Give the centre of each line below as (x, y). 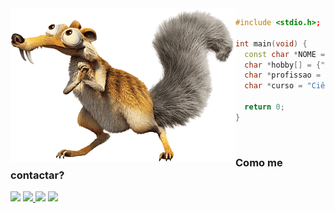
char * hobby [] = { (283, 65)
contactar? (37, 175)
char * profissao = (283, 75)
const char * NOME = (285, 54)
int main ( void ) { (271, 43)
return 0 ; (264, 107)
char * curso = (273, 86)
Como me (259, 162)
